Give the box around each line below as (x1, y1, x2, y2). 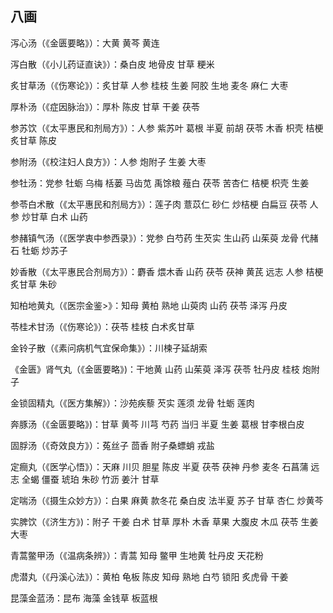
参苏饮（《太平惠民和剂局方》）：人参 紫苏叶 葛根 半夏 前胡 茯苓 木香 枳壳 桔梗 (10, 122, 324, 134)
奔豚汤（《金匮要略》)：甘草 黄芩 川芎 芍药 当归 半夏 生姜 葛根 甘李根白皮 (10, 418, 305, 430)
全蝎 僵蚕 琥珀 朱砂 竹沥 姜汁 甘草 (21, 473, 160, 485)
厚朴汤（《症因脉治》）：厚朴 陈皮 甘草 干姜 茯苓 (10, 100, 200, 112)
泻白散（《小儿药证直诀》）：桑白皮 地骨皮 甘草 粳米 (10, 58, 215, 70)
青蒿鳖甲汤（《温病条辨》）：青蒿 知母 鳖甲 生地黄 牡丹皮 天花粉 (10, 549, 264, 561)
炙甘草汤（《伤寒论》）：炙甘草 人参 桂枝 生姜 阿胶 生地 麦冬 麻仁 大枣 (10, 79, 289, 91)
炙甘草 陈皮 (10, 134, 57, 146)
